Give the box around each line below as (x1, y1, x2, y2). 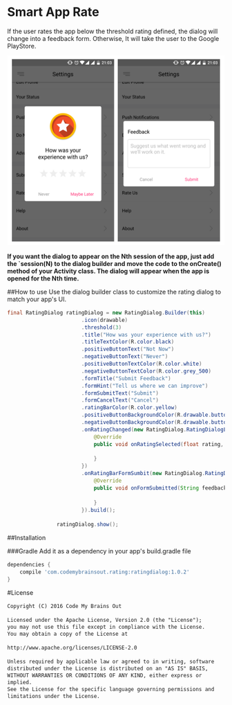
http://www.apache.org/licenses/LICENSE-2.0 (7, 644, 137, 651)
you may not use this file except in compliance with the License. (7, 623, 206, 630)
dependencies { (7, 562, 51, 569)
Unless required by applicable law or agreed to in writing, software (7, 658, 215, 665)
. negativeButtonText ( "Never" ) (81, 353, 168, 360)
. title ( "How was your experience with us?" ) (81, 331, 212, 338)
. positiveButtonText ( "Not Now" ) (81, 346, 175, 353)
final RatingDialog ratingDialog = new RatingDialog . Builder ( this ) (7, 309, 206, 316)
